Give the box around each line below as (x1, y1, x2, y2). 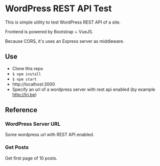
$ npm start (12, 77, 37, 82)
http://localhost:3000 (12, 81, 55, 87)
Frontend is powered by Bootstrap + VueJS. (5, 28, 93, 34)
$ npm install (12, 72, 41, 77)
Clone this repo (12, 65, 43, 71)
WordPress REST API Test (5, 3, 112, 14)
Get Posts (5, 144, 29, 151)
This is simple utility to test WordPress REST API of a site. (5, 19, 121, 25)
